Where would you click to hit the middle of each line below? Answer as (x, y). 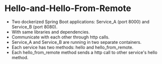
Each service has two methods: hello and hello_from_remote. (73, 47)
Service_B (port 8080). (34, 26)
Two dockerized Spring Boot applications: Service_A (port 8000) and (81, 22)
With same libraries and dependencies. (51, 32)
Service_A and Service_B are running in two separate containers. (76, 42)
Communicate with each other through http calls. (60, 37)
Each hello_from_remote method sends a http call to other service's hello (84, 52)
